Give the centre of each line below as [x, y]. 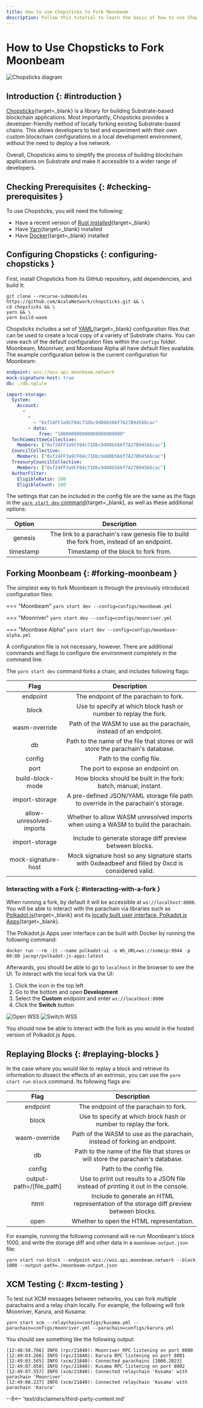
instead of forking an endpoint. [133, 1142]
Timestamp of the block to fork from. [119, 551]
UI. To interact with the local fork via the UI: [60, 974]
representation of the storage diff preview [133, 1204]
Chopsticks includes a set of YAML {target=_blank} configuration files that [98, 329]
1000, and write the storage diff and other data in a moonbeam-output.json [97, 1243]
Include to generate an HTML [133, 1196]
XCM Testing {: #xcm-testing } [65, 1284]
